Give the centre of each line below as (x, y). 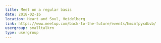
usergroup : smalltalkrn (30, 28)
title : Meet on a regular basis (38, 10)
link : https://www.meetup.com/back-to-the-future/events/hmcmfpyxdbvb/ (80, 23)
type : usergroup (22, 33)
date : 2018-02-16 (23, 14)
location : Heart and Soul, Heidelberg (45, 19)
